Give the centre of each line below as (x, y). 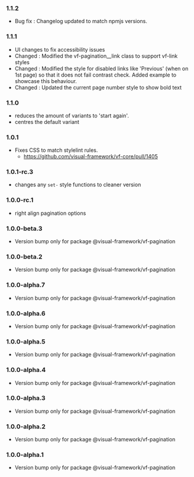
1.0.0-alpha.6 (26, 313)
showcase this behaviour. (46, 81)
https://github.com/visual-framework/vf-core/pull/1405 (90, 157)
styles (22, 62)
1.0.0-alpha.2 (26, 427)
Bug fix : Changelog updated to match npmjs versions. (81, 21)
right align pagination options (50, 213)
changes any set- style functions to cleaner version (78, 185)
